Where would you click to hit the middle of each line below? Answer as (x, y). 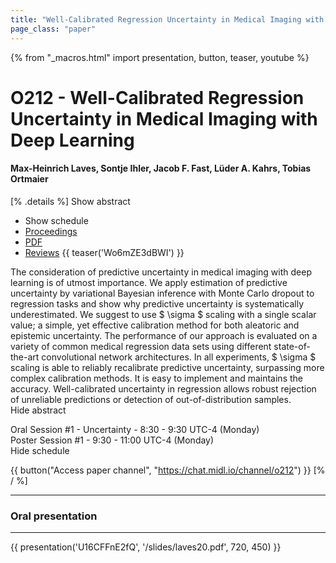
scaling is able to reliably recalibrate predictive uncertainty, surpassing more (167, 367)
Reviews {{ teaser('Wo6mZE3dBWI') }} (104, 252)
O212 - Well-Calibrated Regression (157, 97)
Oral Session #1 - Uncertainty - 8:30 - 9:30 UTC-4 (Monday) (135, 429)
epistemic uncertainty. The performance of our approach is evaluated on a (164, 335)
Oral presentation (54, 516)
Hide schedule (40, 450)
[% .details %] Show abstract (70, 201)
